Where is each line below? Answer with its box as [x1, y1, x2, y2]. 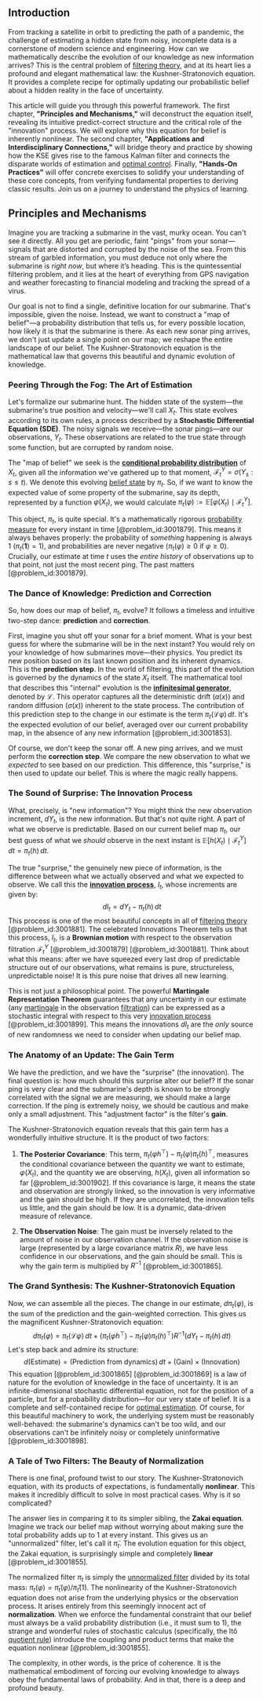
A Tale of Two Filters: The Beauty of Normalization [8, 1455, 204, 1466]
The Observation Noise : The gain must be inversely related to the [19, 1226, 233, 1235]
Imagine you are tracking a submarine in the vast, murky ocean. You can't [8, 228, 247, 237]
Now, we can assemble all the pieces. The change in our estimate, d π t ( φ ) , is [8, 1298, 254, 1310]
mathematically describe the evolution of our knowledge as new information [8, 52, 254, 61]
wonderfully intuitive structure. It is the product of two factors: [8, 1133, 210, 1142]
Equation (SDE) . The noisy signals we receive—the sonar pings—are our [8, 424, 243, 433]
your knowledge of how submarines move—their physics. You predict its [8, 648, 243, 657]
